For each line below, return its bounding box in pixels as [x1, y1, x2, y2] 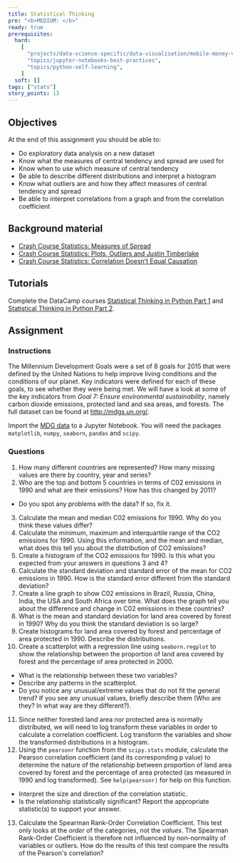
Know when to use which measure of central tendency [18, 164, 179, 172]
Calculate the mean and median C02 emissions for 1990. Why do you [18, 513, 221, 522]
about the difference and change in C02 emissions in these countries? [18, 604, 225, 613]
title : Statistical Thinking [8, 10, 95, 18]
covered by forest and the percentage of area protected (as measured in [18, 768, 231, 777]
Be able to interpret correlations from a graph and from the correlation [18, 194, 224, 203]
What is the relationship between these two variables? [18, 671, 177, 679]
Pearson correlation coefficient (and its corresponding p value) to [18, 753, 211, 761]
